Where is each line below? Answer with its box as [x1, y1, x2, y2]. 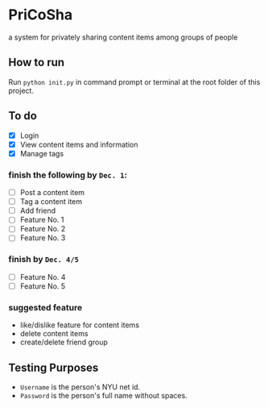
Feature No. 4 [19, 272, 66, 281]
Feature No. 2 [19, 224, 66, 234]
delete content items [19, 329, 89, 339]
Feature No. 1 [19, 215, 64, 225]
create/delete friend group [19, 337, 109, 348]
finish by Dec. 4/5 [8, 254, 79, 265]
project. [8, 85, 35, 95]
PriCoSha [8, 6, 73, 24]
